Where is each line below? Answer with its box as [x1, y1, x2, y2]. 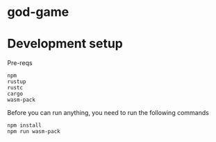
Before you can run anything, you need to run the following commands [7, 109, 210, 117]
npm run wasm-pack [7, 128, 60, 135]
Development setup [7, 36, 124, 52]
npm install [7, 122, 42, 129]
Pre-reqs [7, 59, 33, 67]
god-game [7, 4, 69, 20]
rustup [7, 78, 26, 85]
